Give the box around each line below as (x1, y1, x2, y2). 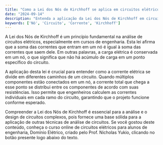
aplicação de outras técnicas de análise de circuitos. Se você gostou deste (5, 119, 155, 125)
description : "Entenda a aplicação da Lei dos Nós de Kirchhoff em (5, 16, 145, 21)
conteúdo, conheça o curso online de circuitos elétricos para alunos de (5, 124, 147, 130)
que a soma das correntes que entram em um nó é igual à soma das (5, 44, 141, 50)
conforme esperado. (5, 100, 46, 105)
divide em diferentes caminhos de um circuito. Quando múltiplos (5, 74, 134, 80)
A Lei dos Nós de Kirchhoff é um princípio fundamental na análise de (5, 34, 143, 40)
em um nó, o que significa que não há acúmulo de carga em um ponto (5, 54, 146, 60)
